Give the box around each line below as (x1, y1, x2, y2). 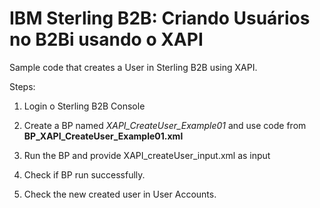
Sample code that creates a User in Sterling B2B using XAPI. (9, 61, 258, 73)
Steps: (9, 80, 36, 92)
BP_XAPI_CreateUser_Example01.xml (23, 130, 184, 142)
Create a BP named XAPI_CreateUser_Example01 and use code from (23, 119, 307, 131)
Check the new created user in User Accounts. (23, 188, 217, 200)
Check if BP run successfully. (23, 168, 146, 181)
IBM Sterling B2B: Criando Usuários (9, 7, 311, 30)
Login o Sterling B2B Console (23, 100, 146, 112)
